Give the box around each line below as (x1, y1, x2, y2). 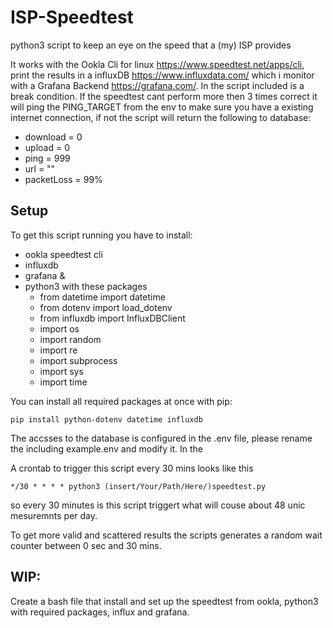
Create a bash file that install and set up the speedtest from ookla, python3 (10, 595, 319, 607)
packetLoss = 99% (24, 173, 103, 185)
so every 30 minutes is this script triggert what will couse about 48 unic (10, 499, 306, 511)
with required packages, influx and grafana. (10, 606, 190, 618)
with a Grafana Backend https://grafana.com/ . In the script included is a (10, 79, 305, 91)
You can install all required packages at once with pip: (10, 395, 233, 407)
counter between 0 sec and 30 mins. (10, 539, 162, 551)
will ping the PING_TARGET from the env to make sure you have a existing (10, 101, 314, 113)
